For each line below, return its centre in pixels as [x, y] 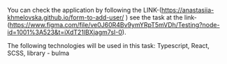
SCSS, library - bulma [38, 53]
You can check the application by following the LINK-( [85, 10]
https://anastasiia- [188, 10]
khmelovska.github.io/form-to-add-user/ [66, 17]
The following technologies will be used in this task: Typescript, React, [108, 46]
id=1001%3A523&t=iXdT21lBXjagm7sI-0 [65, 32]
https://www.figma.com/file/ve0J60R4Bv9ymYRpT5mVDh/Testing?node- [115, 25]
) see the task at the [154, 17]
